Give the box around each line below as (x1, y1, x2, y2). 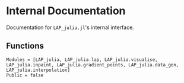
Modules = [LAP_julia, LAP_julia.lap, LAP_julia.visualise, (6, 56, 158, 63)
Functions (6, 41, 45, 51)
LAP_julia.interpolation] (6, 67, 70, 73)
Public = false (6, 72, 44, 78)
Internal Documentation (6, 4, 126, 18)
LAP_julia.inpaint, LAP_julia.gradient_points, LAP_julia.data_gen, (6, 62, 179, 68)
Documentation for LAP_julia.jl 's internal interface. (6, 24, 135, 31)
